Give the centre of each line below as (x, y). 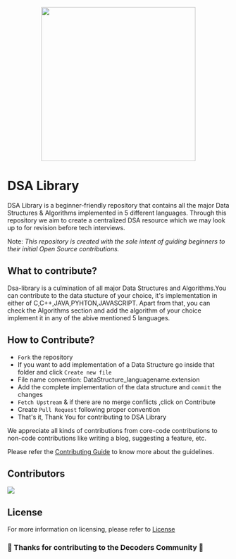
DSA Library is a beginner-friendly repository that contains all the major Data (118, 205)
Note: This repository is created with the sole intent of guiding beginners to (116, 241)
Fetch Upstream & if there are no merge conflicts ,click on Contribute (117, 402)
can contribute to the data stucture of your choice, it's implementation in (112, 295)
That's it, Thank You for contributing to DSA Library (92, 417)
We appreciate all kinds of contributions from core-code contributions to (112, 430)
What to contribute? (52, 271)
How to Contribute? (51, 340)
